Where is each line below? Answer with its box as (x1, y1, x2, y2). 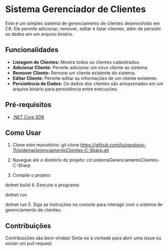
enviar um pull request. (5, 240, 53, 246)
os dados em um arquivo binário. (5, 31, 74, 37)
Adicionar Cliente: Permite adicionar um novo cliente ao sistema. (12, 64, 149, 70)
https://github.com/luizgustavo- (80, 142, 146, 148)
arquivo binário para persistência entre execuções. (12, 86, 119, 92)
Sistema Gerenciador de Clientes (5, 4, 146, 15)
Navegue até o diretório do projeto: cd (12, 157, 92, 163)
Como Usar (5, 128, 41, 137)
